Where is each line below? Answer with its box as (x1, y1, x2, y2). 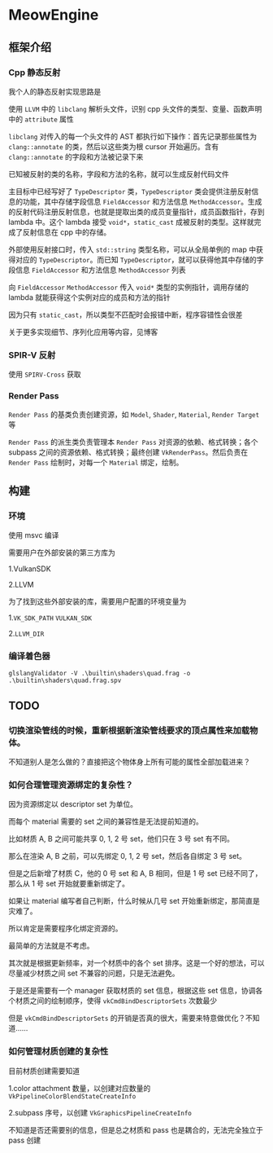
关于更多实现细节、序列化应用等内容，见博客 (8, 327, 158, 337)
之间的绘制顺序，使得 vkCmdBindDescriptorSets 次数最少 (29, 996, 218, 1006)
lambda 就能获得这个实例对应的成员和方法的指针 (8, 292, 171, 302)
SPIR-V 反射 (8, 349, 56, 360)
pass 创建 (8, 1135, 41, 1145)
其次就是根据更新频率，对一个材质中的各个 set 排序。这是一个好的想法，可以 (8, 958, 266, 968)
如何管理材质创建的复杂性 (8, 1045, 109, 1057)
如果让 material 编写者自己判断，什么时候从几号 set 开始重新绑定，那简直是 (8, 896, 260, 906)
